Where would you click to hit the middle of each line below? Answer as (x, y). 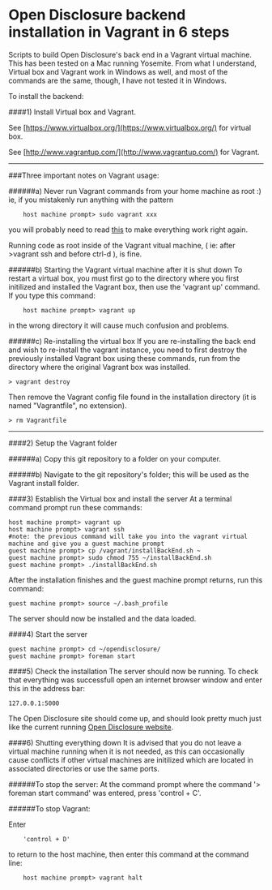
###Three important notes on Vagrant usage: (84, 175)
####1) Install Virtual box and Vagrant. (72, 112)
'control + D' (47, 839)
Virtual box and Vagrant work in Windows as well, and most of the (118, 71)
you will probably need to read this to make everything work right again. (128, 230)
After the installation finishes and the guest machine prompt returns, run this (136, 580)
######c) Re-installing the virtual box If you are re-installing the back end (132, 341)
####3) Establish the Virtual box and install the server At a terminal (120, 499)
